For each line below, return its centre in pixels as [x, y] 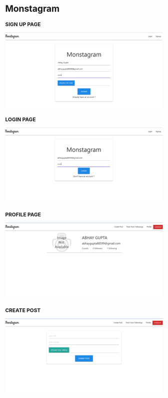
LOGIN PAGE [20, 120]
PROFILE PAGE [23, 214]
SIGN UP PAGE [23, 25]
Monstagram [32, 9]
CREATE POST [23, 310]
